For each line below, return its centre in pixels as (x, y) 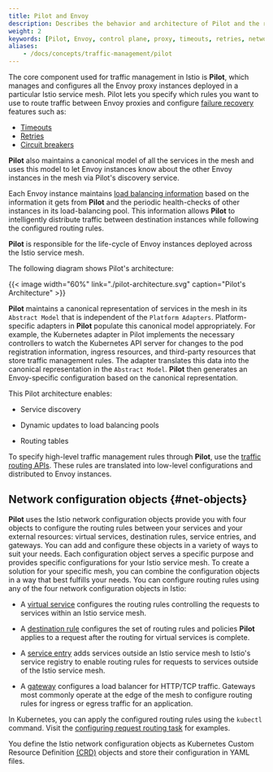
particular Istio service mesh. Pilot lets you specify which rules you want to (134, 94)
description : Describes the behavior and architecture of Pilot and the (134, 24)
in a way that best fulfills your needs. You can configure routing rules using (134, 580)
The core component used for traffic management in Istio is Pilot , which (129, 77)
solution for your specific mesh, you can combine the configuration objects (134, 571)
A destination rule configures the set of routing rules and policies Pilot (137, 629)
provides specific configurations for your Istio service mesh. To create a (129, 562)
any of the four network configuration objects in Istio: (97, 588)
